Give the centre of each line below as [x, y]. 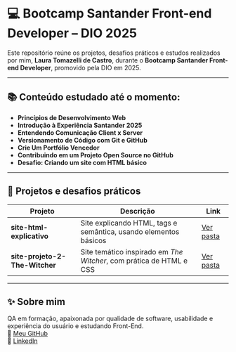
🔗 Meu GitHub [27, 334]
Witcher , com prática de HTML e [134, 261]
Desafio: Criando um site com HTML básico [82, 162]
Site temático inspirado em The [132, 252]
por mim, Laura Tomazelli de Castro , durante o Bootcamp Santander [108, 60]
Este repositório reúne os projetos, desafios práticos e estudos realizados [114, 53]
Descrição [138, 211]
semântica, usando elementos [130, 231]
